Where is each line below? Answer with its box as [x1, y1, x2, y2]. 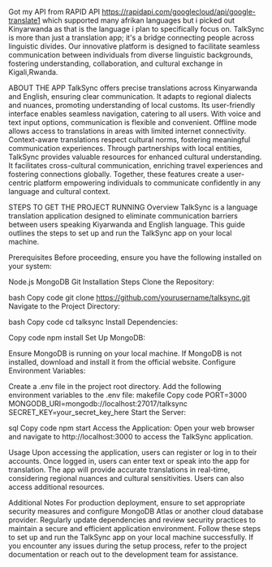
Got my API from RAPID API [8, 7, 101, 16]
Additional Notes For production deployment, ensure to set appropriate [8, 498, 245, 507]
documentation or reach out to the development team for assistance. [8, 550, 239, 559]
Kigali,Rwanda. [8, 67, 58, 76]
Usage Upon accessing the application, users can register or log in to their [8, 448, 257, 457]
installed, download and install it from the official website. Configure [8, 357, 236, 366]
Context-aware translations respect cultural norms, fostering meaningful [8, 135, 251, 145]
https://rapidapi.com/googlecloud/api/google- [101, 7, 256, 16]
